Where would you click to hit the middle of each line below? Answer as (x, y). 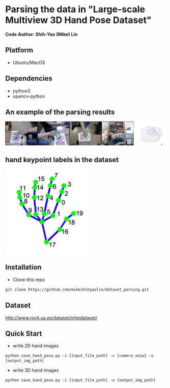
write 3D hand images (36, 370)
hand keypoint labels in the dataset (62, 159)
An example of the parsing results (60, 112)
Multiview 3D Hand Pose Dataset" (78, 20)
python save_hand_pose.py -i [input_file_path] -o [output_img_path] (81, 380)
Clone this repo (29, 279)
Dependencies (29, 79)
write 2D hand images (36, 346)
